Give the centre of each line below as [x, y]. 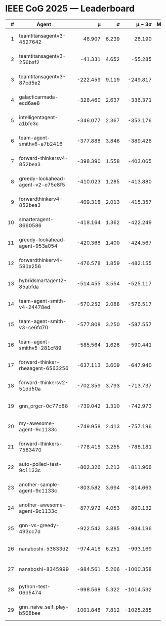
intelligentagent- [39, 117]
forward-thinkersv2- [43, 382]
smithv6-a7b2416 [41, 144]
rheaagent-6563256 [44, 368]
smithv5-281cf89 [40, 348]
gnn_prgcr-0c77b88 [43, 406]
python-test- [35, 586]
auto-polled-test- [41, 464]
